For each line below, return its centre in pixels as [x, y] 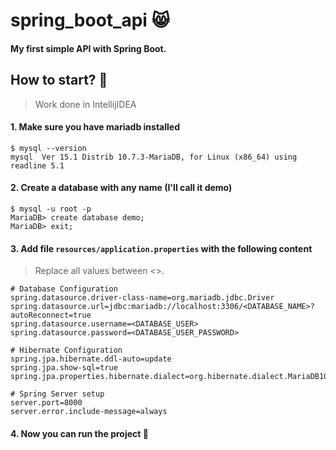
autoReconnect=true [51, 315]
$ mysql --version [48, 148]
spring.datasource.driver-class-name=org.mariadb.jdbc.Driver [142, 298]
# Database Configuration [64, 289]
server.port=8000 [46, 403]
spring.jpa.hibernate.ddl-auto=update [91, 359]
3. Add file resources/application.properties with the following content [161, 248]
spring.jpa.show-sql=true [64, 368]
